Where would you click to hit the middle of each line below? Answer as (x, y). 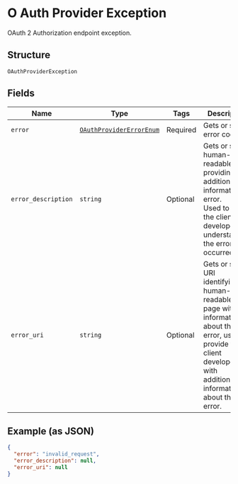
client (212, 353)
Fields (21, 93)
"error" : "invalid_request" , (57, 454)
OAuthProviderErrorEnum (120, 130)
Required (181, 129)
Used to (216, 208)
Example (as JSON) (51, 431)
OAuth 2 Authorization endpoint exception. (70, 33)
